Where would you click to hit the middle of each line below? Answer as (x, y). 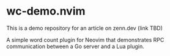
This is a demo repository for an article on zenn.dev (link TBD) (85, 28)
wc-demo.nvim (46, 11)
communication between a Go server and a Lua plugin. (76, 46)
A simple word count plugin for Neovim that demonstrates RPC (85, 40)
